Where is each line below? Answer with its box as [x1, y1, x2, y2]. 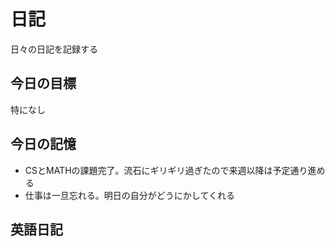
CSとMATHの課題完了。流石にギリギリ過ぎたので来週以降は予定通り [24, 164, 308, 176]
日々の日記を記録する [10, 43, 98, 55]
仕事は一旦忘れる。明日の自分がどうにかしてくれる [24, 189, 235, 201]
